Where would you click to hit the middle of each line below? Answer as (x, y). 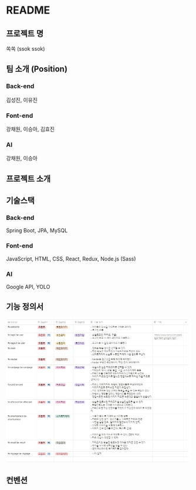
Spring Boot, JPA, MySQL (37, 231)
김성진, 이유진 (22, 100)
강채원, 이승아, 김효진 (30, 129)
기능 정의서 (25, 307)
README (28, 10)
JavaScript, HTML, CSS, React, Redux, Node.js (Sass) (71, 259)
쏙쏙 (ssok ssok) (26, 49)
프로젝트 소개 (28, 178)
